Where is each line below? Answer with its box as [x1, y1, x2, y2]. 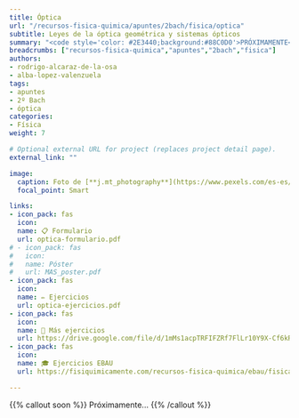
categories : [9, 112, 53, 121]
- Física [9, 121, 42, 130]
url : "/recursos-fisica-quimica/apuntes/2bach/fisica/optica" [9, 21, 245, 30]
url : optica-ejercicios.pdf [17, 301, 122, 309]
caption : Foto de [17, 177, 82, 187]
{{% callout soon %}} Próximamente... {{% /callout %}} [9, 399, 212, 410]
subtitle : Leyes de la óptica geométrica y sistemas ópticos [9, 29, 241, 38]
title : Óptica [9, 12, 62, 22]
